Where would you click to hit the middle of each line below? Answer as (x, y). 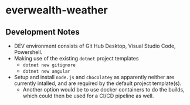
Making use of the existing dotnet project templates (76, 58)
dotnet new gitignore (49, 65)
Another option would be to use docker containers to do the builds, (104, 89)
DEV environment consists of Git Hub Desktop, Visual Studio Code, (95, 46)
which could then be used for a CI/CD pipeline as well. (88, 96)
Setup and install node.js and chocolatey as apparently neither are (94, 77)
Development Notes (43, 32)
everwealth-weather (57, 10)
